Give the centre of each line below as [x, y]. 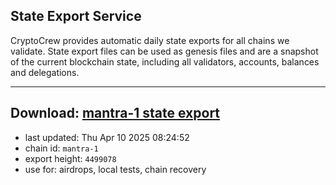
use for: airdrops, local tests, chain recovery [115, 169]
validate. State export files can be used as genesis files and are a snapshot [164, 51]
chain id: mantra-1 [61, 148]
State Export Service [76, 16]
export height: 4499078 [70, 158]
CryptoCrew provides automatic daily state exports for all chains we [150, 40]
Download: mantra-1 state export [115, 113]
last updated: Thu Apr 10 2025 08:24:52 [107, 137]
